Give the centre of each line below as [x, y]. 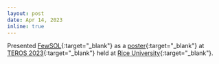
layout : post [26, 13]
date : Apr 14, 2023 [35, 20]
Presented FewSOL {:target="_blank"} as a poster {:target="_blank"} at [106, 46]
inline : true [26, 26]
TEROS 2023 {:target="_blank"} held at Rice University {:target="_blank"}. [111, 53]
